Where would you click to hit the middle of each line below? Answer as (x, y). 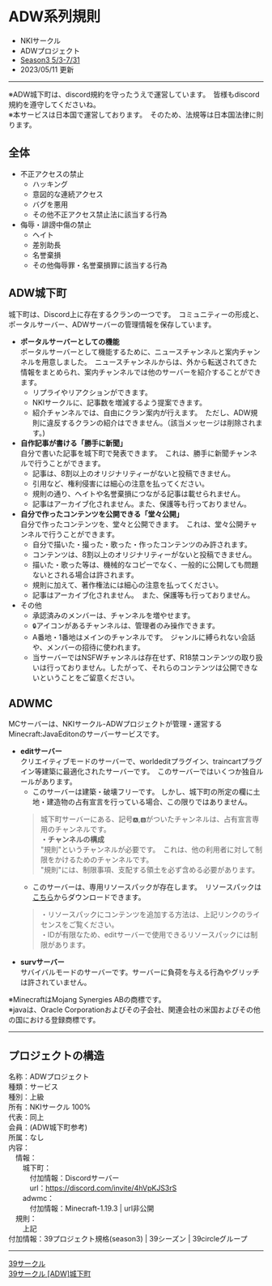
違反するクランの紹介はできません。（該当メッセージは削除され (151, 422)
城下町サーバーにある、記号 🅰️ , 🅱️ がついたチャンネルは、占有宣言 (146, 819)
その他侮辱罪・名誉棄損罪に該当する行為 (100, 265)
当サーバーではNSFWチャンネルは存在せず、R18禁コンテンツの (137, 657)
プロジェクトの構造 (56, 1055)
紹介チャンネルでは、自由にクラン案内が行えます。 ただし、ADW (141, 412)
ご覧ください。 (93, 924)
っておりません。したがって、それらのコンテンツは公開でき (152, 667)
